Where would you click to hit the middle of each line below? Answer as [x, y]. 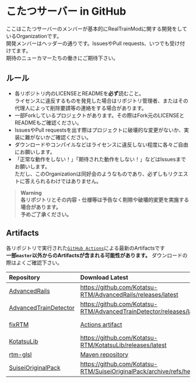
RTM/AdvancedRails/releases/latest [129, 294]
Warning [31, 192]
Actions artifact [101, 325]
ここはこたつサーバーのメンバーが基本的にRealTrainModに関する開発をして [97, 29]
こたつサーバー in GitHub [66, 11]
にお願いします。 [35, 151]
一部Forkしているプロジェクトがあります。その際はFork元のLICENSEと [99, 115]
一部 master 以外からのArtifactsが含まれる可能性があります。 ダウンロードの [97, 255]
